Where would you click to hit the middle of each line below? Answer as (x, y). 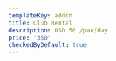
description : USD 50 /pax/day (58, 30)
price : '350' (30, 38)
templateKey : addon (41, 15)
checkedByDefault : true (48, 45)
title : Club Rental (41, 23)
